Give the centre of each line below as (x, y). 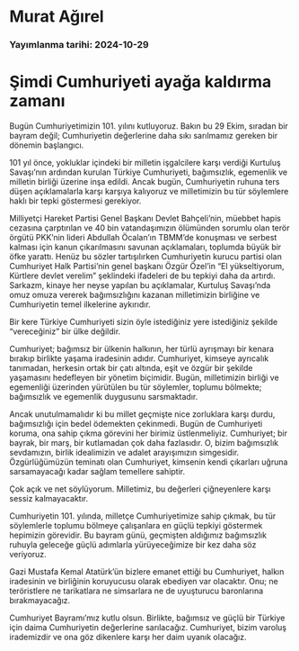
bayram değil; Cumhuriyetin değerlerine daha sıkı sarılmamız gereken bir (144, 136)
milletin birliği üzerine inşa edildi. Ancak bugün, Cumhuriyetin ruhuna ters (145, 182)
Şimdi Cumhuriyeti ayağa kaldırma (141, 82)
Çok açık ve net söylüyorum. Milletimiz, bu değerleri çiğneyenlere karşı (140, 489)
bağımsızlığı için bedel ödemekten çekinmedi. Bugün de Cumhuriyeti (136, 424)
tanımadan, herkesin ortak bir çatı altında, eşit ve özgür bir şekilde (131, 368)
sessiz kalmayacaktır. (48, 499)
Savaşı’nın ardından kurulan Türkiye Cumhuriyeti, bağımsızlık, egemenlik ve (149, 172)
